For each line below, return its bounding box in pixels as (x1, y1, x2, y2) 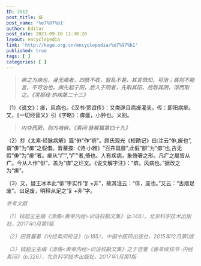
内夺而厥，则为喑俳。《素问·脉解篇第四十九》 (20, 124, 131, 131)
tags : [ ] (6, 53, 31, 59)
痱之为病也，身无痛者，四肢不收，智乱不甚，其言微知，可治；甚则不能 (20, 76, 195, 83)
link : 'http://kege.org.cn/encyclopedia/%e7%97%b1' (6, 43, 138, 49)
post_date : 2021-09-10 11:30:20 (6, 31, 87, 37)
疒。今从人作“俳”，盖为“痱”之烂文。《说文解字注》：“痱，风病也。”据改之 (6, 159, 181, 167)
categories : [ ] (6, 59, 47, 65)
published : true (6, 48, 47, 54)
